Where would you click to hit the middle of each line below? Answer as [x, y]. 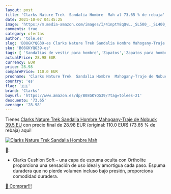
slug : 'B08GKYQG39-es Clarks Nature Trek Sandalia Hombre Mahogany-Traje [85, 43]
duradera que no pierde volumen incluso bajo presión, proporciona [83, 171]
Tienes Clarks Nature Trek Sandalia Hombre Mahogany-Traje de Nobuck [81, 119]
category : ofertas [25, 34]
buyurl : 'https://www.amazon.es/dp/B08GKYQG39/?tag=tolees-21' [74, 95]
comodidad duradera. [35, 176]
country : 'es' [20, 81]
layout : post [19, 10]
